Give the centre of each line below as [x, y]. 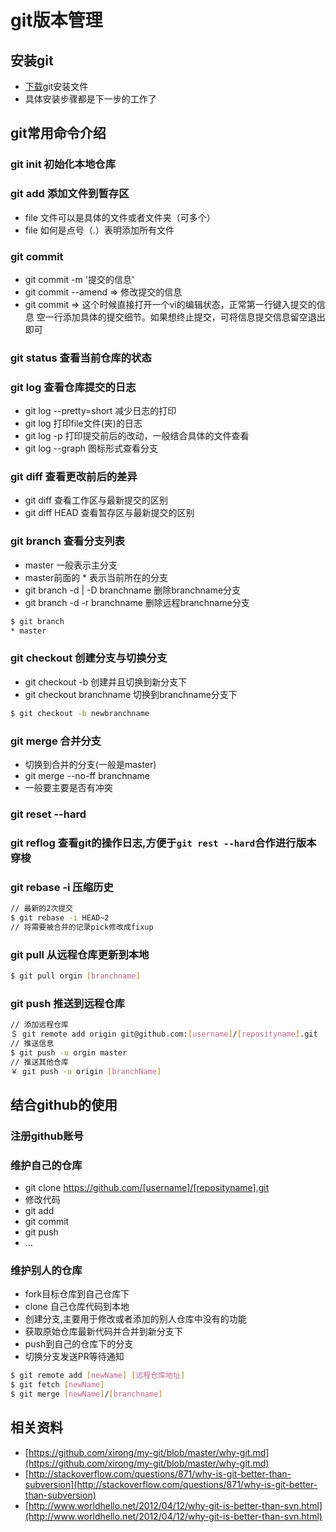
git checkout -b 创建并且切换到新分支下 [106, 682]
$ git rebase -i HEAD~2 [60, 917]
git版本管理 [56, 20]
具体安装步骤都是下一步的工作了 [90, 99]
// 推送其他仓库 [39, 1062]
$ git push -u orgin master [69, 1052]
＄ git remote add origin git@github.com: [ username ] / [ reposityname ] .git [164, 1034]
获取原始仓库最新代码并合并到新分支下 [103, 1332]
